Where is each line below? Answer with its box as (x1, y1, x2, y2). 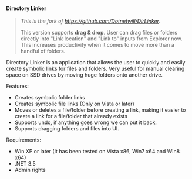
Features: (6, 82, 29, 90)
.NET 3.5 (14, 160, 36, 167)
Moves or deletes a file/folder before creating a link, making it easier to (14, 106, 186, 113)
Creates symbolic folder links (14, 94, 85, 101)
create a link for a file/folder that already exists (14, 113, 128, 120)
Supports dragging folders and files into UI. (14, 125, 119, 132)
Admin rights (14, 167, 46, 174)
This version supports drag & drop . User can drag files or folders (20, 29, 178, 36)
